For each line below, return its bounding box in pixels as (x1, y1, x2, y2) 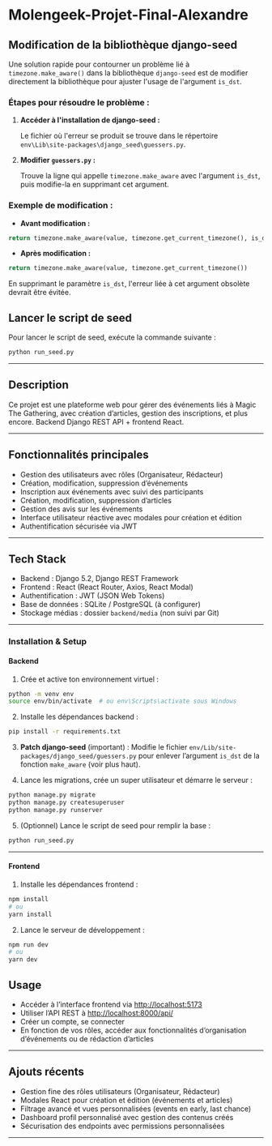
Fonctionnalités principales (8, 448, 150, 462)
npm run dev (8, 940, 49, 949)
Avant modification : (19, 218, 91, 228)
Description (8, 378, 69, 392)
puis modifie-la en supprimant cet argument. (19, 180, 169, 190)
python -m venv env (8, 690, 74, 698)
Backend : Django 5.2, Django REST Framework (19, 574, 179, 584)
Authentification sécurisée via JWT (19, 521, 138, 531)
